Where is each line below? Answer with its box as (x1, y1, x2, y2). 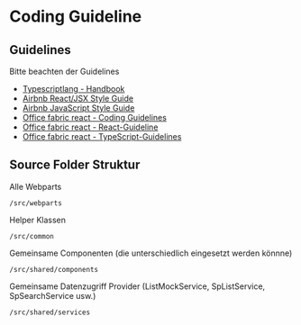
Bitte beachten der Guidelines (9, 66, 120, 77)
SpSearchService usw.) (9, 290, 96, 301)
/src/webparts (9, 198, 63, 208)
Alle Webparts (9, 181, 62, 192)
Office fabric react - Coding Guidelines (22, 113, 167, 122)
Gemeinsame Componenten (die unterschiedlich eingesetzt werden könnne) (9, 248, 293, 258)
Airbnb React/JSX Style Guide (22, 93, 133, 104)
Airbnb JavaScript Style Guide (22, 103, 135, 113)
